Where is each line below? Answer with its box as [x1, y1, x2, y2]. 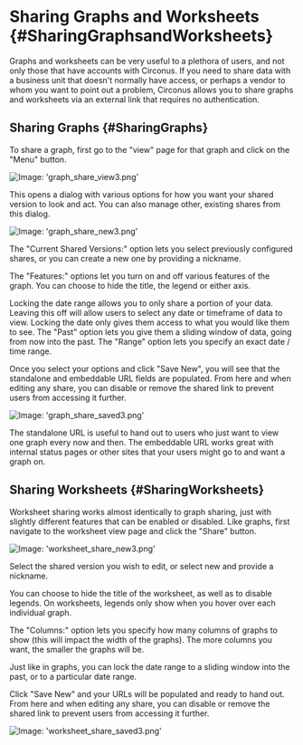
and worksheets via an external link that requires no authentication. [9, 93, 260, 105]
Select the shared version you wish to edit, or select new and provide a [9, 560, 274, 571]
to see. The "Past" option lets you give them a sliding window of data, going [9, 326, 292, 337]
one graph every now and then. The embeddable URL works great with [9, 436, 274, 447]
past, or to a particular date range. [9, 671, 137, 682]
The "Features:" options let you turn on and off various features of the [9, 270, 270, 282]
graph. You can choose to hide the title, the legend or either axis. [9, 280, 251, 291]
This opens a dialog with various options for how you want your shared [9, 188, 274, 200]
